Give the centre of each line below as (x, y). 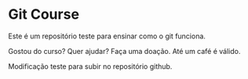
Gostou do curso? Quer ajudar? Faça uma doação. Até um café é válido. (124, 51)
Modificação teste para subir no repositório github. (90, 66)
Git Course (44, 14)
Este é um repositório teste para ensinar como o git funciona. (107, 36)
